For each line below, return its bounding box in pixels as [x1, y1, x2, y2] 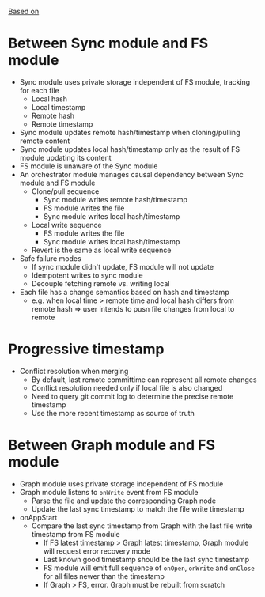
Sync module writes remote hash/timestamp [43, 195, 188, 204]
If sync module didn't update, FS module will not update [31, 262, 214, 271]
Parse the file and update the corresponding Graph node [31, 496, 216, 505]
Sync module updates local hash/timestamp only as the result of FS [19, 144, 240, 153]
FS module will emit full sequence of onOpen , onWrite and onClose [43, 563, 255, 572]
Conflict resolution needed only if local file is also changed [31, 383, 223, 392]
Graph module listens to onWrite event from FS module [19, 487, 199, 497]
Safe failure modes [19, 253, 81, 263]
